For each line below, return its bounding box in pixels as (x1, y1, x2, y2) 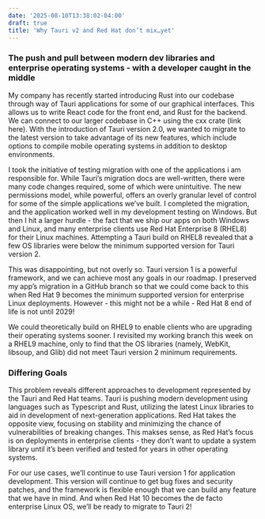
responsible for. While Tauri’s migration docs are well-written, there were (8, 173, 245, 183)
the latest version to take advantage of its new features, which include (8, 133, 237, 142)
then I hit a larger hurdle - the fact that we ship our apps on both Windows (8, 215, 250, 225)
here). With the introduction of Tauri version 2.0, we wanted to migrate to (8, 124, 246, 133)
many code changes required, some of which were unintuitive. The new (8, 182, 242, 191)
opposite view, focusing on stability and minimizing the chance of (8, 418, 221, 429)
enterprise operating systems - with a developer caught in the (8, 63, 252, 74)
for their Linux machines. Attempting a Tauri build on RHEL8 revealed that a (8, 232, 253, 242)
